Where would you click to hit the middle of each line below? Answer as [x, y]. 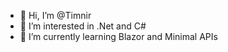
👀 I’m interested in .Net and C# [83, 26]
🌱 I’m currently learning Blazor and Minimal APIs [118, 36]
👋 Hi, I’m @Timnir [55, 15]
